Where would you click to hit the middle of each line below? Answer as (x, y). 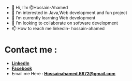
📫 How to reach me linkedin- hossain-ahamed (58, 28)
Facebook (22, 68)
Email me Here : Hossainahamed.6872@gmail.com (63, 73)
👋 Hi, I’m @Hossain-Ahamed (40, 8)
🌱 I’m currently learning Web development (53, 18)
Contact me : (31, 50)
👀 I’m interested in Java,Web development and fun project (69, 13)
